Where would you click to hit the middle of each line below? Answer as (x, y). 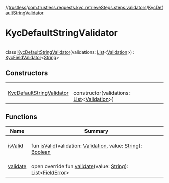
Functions (21, 117)
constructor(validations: (102, 93)
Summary (96, 131)
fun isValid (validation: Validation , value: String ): (87, 146)
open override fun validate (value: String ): (80, 166)
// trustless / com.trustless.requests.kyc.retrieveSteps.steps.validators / (77, 7)
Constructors (27, 73)
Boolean (41, 152)
